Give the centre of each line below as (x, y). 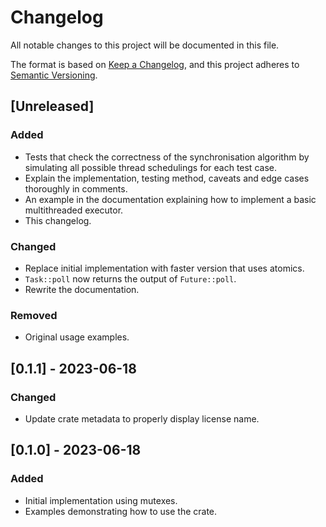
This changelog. (58, 220)
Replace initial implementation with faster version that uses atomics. (164, 268)
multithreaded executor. (74, 210)
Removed (34, 315)
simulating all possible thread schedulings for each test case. (150, 167)
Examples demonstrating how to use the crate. (121, 511)
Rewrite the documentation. (82, 289)
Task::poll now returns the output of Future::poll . (130, 278)
